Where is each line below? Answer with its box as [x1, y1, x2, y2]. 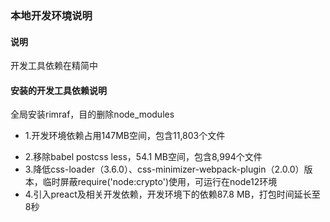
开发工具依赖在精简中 [10, 60, 98, 72]
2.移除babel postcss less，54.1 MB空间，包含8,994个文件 [24, 151, 263, 163]
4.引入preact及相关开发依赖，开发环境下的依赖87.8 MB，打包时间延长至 [24, 188, 321, 201]
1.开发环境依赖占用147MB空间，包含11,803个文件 [24, 130, 226, 142]
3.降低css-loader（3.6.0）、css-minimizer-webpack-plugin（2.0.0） [24, 163, 305, 176]
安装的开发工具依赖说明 [10, 84, 107, 96]
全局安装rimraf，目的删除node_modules [10, 108, 175, 121]
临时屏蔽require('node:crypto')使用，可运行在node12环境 [42, 176, 278, 188]
